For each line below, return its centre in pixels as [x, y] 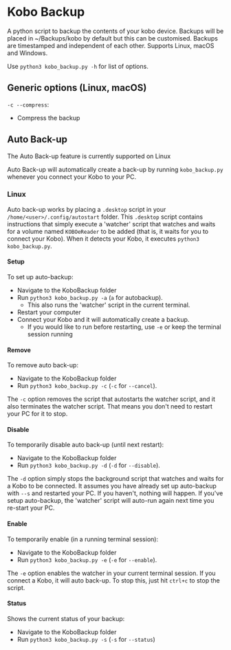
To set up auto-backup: [40, 277]
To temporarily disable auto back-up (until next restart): [86, 445]
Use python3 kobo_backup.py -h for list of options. [78, 66]
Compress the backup [48, 118]
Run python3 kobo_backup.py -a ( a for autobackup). [90, 298]
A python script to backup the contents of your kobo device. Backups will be [115, 31]
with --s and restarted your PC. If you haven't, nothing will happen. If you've [115, 493]
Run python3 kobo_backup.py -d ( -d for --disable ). [88, 466]
